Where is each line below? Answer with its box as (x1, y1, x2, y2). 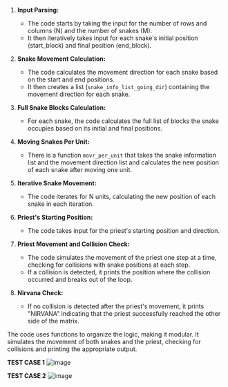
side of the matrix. (27, 317, 79, 325)
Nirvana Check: (17, 289, 64, 296)
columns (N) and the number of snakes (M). (27, 27, 153, 35)
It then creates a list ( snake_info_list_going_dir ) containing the (27, 83, 210, 91)
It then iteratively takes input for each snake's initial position (27, 34, 198, 42)
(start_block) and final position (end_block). (27, 41, 152, 49)
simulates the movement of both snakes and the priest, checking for (7, 338, 202, 346)
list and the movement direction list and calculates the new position (27, 158, 220, 167)
